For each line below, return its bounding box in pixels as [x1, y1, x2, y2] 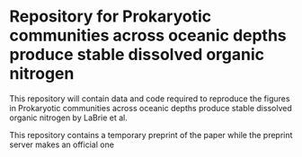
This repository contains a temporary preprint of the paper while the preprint [9, 129, 293, 140]
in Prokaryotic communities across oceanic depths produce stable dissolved [9, 102, 292, 113]
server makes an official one [9, 139, 115, 150]
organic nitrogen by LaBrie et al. [9, 112, 129, 123]
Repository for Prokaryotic [9, 6, 212, 27]
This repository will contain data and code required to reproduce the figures [9, 92, 290, 104]
